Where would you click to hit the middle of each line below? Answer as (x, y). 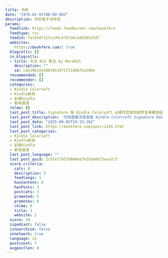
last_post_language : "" (34, 155)
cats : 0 (22, 169)
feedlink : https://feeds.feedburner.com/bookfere (62, 29)
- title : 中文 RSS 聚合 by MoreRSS (45, 61)
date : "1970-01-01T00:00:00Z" (37, 15)
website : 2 (26, 215)
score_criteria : (27, 164)
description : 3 (30, 173)
